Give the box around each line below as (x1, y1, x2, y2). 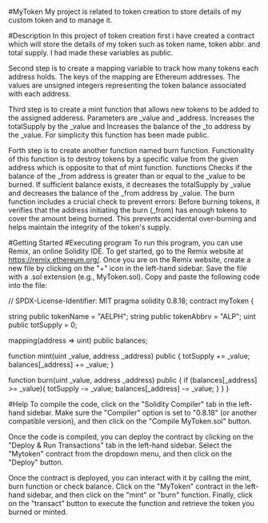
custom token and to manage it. (8, 15, 113, 25)
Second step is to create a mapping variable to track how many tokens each (8, 63, 259, 73)
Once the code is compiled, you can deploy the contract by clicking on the (8, 432, 254, 441)
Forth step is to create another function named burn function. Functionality (8, 146, 254, 155)
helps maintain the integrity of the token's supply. (8, 222, 172, 232)
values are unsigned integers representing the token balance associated (8, 80, 246, 90)
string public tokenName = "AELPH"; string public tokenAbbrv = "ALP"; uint (8, 312, 256, 321)
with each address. (8, 89, 72, 99)
